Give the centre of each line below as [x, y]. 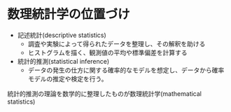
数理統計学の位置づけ [69, 14]
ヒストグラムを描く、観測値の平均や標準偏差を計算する [107, 52]
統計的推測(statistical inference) [63, 61]
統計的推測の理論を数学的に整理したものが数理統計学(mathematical [104, 93]
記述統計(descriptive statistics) [62, 35]
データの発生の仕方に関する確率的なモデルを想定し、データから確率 [126, 70]
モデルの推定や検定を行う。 [68, 78]
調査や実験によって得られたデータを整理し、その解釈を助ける [117, 43]
